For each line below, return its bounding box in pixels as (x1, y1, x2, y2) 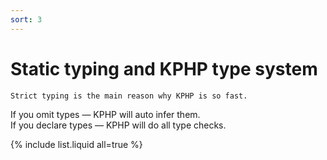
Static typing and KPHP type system (10, 57, 318, 80)
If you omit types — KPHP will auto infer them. (10, 108, 201, 120)
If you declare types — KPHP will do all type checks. (10, 119, 227, 131)
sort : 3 (10, 14, 43, 25)
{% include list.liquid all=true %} (10, 138, 143, 150)
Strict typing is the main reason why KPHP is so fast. (10, 91, 248, 101)
